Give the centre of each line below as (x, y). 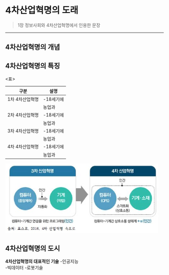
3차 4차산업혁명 (23, 130)
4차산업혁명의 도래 (42, 10)
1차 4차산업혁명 (23, 99)
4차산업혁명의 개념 (33, 47)
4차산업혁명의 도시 (33, 248)
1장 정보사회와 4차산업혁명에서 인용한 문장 (59, 25)
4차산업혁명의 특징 (33, 66)
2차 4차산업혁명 (23, 115)
